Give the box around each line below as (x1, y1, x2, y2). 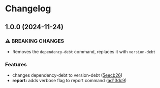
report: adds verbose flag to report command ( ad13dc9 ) (12, 78, 127, 84)
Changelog (5, 3, 51, 14)
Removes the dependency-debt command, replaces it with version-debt (12, 48, 156, 54)
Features (5, 61, 27, 68)
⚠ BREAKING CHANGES (5, 38, 64, 44)
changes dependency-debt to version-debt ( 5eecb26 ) (12, 72, 123, 78)
